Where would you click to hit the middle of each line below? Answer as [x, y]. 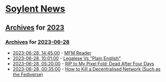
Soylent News [35, 9]
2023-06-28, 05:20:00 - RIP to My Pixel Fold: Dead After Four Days [83, 63]
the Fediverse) [28, 74]
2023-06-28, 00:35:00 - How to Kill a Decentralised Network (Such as [87, 69]
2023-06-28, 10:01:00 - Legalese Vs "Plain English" [67, 58]
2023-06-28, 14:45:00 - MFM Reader [52, 53]
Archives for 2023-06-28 [37, 42]
